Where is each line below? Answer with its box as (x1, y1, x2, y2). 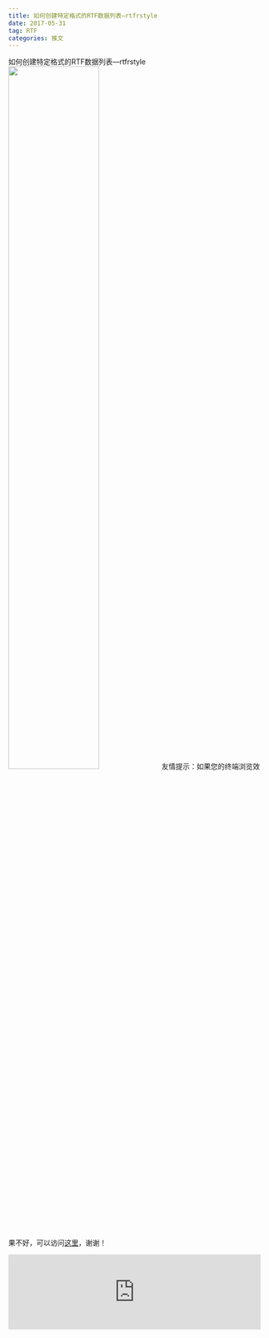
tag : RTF (8, 26, 38, 34)
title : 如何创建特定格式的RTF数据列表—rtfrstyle (8, 11, 158, 20)
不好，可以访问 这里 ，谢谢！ (14, 1238, 106, 1248)
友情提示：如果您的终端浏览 (161, 761, 254, 771)
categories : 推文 (8, 34, 64, 42)
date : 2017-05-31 (8, 19, 66, 27)
